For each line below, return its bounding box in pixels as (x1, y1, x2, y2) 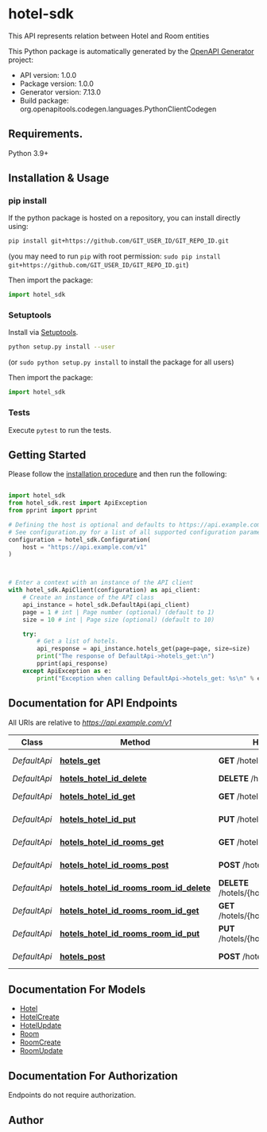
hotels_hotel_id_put (59, 813, 137, 824)
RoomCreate (19, 1037, 61, 1047)
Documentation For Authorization (8, 1069, 178, 1083)
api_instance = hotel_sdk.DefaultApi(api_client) (22, 601, 191, 609)
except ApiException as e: (22, 667, 112, 675)
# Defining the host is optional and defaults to (8, 520, 176, 529)
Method (120, 737, 151, 748)
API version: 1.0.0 (19, 70, 77, 80)
